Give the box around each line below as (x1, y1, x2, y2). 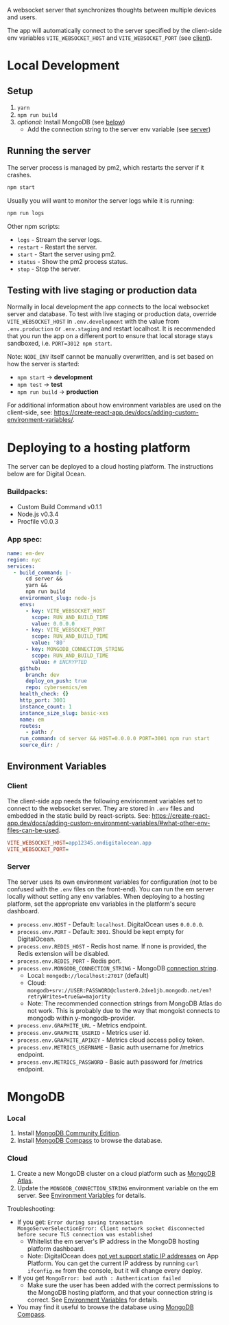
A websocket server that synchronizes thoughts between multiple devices (7, 6, 217, 14)
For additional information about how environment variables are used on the (7, 401, 221, 410)
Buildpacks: (7, 487, 48, 497)
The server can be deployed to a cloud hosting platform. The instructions (7, 463, 214, 471)
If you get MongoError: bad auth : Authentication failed (16, 1273, 182, 1282)
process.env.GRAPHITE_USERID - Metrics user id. (16, 1028, 151, 1036)
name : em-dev (7, 550, 45, 557)
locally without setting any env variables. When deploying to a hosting (7, 892, 205, 900)
